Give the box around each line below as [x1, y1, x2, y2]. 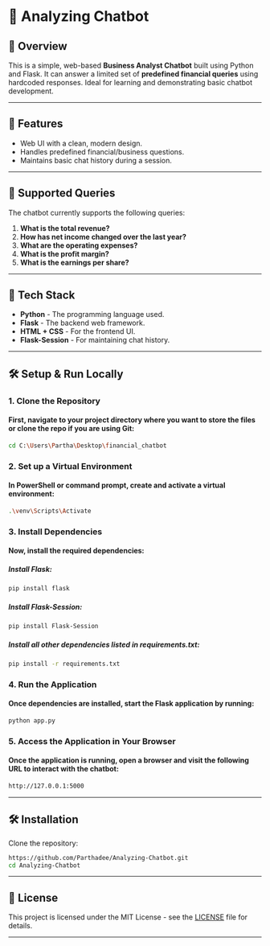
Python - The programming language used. [19, 310, 165, 319]
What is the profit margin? [19, 249, 110, 258]
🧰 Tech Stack [8, 289, 76, 302]
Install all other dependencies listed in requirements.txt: [8, 640, 200, 649]
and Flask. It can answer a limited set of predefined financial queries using [8, 69, 259, 79]
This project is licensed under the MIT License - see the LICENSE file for [8, 912, 247, 922]
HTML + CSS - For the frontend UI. [19, 327, 136, 336]
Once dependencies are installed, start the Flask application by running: [8, 699, 255, 709]
